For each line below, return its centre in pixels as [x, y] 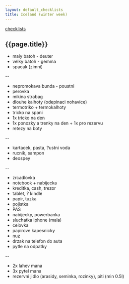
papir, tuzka [24, 199]
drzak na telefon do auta [37, 241]
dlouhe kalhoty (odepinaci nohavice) [50, 102]
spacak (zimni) [28, 67]
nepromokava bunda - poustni [43, 86]
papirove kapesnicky [34, 231]
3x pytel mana [27, 271]
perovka [21, 91]
